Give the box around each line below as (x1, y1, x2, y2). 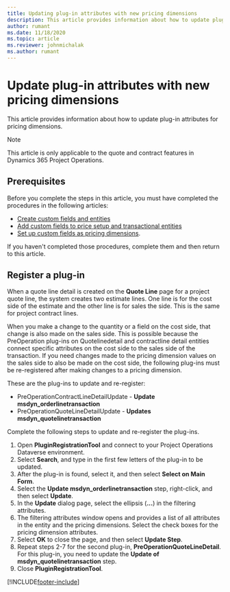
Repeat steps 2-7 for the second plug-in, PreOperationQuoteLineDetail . (16, 543, 221, 551)
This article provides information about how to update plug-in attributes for (7, 114, 218, 123)
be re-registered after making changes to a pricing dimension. (7, 366, 183, 374)
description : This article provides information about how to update (7, 16, 210, 23)
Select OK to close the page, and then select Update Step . (16, 535, 183, 544)
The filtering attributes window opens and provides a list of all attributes (16, 514, 220, 522)
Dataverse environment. (16, 448, 86, 456)
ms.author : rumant (7, 49, 60, 55)
